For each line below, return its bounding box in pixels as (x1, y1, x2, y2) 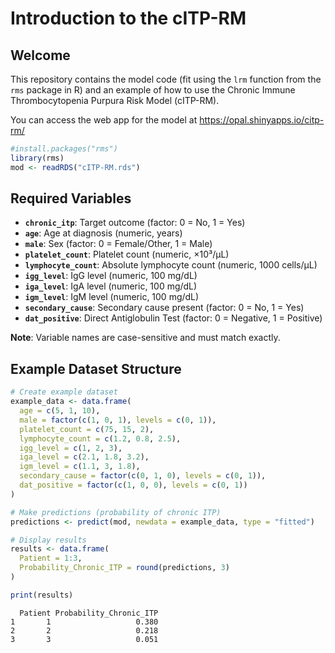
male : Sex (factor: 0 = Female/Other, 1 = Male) (24, 238, 213, 250)
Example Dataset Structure (10, 360, 182, 377)
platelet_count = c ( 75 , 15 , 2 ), (19, 424, 155, 434)
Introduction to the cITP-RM (10, 7, 247, 30)
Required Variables (10, 190, 132, 207)
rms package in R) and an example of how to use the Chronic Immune (10, 84, 296, 96)
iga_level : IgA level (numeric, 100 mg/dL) (24, 280, 198, 292)
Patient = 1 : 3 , (19, 553, 83, 564)
